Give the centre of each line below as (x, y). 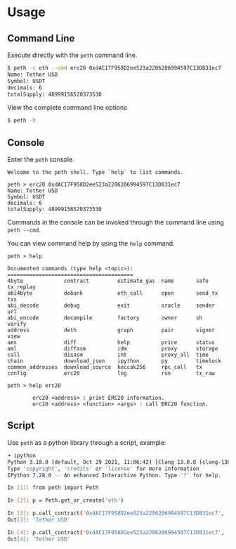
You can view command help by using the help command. (91, 244)
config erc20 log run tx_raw (111, 374)
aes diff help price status (111, 343)
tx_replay (22, 287)
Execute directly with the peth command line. (72, 55)
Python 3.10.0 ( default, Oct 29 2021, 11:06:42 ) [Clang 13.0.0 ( (105, 462)
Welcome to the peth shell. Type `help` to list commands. (96, 172)
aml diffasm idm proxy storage (113, 349)
